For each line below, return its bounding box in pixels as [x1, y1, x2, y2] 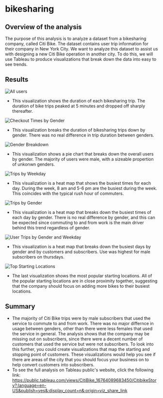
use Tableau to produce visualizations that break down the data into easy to [5, 56, 157, 62]
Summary [5, 302, 35, 311]
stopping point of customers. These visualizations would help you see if [12, 351, 156, 357]
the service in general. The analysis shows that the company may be [12, 330, 149, 336]
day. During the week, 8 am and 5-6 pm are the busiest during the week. [12, 185, 158, 191]
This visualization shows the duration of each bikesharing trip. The [12, 98, 146, 104]
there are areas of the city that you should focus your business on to [12, 356, 149, 363]
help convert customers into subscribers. [12, 362, 95, 367]
